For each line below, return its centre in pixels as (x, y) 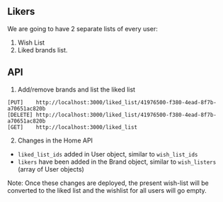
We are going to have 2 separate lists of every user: (82, 28)
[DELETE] (20, 115)
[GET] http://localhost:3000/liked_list (73, 127)
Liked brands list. (42, 50)
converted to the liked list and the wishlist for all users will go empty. (107, 190)
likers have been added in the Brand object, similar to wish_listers (117, 162)
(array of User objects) (51, 169)
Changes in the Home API (55, 140)
